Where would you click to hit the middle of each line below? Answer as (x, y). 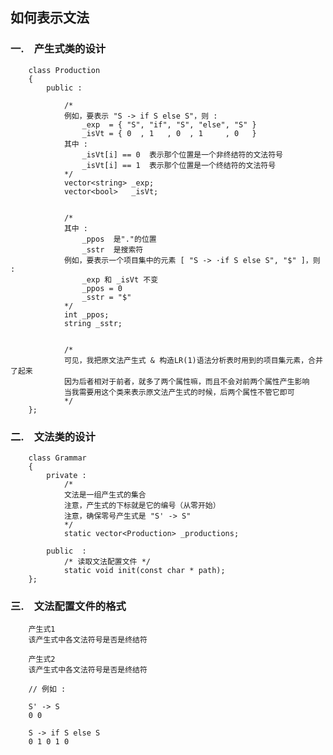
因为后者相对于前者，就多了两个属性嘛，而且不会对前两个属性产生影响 (186, 381)
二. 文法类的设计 (53, 436)
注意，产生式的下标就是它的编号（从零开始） (142, 505)
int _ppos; (86, 314)
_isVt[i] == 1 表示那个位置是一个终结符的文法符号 (179, 165)
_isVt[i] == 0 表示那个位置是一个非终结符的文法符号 (182, 154)
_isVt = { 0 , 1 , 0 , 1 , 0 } (169, 133)
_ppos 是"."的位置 (119, 239)
